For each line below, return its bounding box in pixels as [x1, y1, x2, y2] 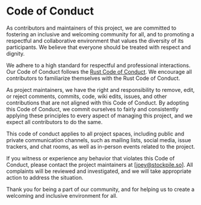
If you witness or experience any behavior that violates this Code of [6, 154, 175, 161]
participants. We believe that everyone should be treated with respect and [6, 44, 191, 51]
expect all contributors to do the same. [6, 118, 103, 125]
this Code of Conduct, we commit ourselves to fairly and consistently [6, 105, 179, 112]
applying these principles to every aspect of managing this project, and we [6, 112, 193, 119]
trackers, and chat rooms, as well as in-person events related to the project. [6, 143, 196, 150]
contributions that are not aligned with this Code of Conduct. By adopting [6, 99, 189, 106]
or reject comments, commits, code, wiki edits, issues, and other [6, 93, 168, 100]
